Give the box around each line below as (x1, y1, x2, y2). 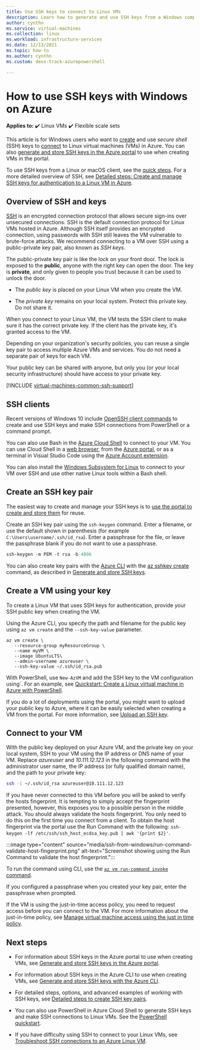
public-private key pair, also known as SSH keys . (6, 244, 126, 251)
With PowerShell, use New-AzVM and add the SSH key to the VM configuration (6, 674, 193, 681)
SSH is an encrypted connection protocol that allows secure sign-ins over (6, 212, 187, 219)
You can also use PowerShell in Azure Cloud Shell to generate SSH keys (14, 1007, 192, 1014)
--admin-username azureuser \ (14, 658, 89, 664)
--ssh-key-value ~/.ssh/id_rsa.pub (14, 663, 102, 670)
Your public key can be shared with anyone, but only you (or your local (6, 364, 180, 371)
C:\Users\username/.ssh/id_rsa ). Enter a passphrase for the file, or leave (6, 533, 185, 540)
